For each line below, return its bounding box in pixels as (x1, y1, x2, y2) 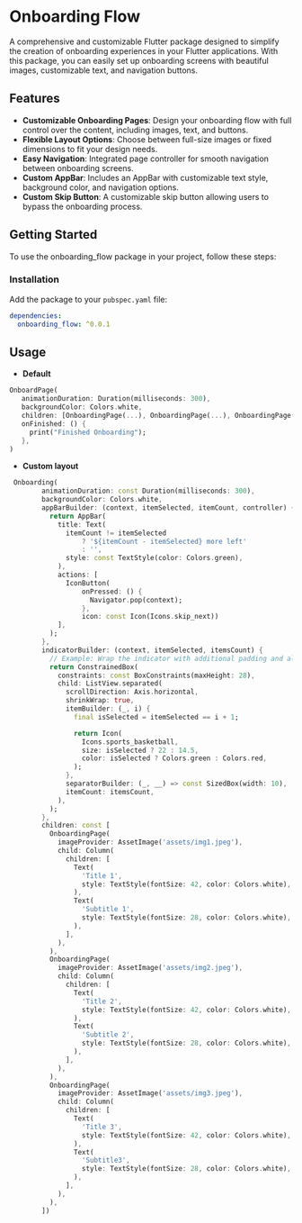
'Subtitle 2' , (81, 1030, 135, 1039)
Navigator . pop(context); (89, 595, 182, 604)
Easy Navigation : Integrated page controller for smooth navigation (22, 153, 270, 164)
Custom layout (22, 461, 79, 472)
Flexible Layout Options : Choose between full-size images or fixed (22, 133, 272, 145)
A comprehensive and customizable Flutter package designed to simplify (9, 36, 280, 47)
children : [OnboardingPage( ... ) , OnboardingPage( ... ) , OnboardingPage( (21, 412, 296, 421)
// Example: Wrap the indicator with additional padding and (49, 654, 283, 663)
